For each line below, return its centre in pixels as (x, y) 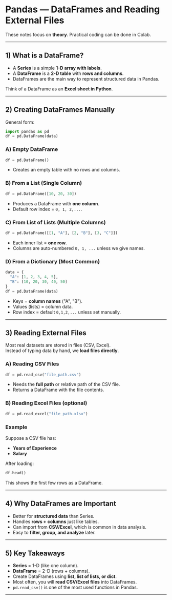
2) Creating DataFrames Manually (60, 110)
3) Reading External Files (46, 333)
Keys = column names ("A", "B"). (48, 301)
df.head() (16, 473)
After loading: (20, 463)
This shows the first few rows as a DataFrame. (54, 482)
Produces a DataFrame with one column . (56, 203)
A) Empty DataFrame (32, 149)
